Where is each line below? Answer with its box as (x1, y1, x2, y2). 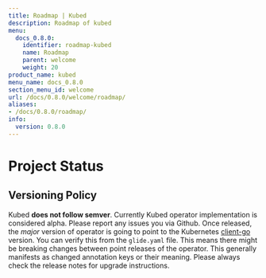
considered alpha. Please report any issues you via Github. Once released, (8, 218, 253, 228)
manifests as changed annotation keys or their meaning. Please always (8, 252, 241, 261)
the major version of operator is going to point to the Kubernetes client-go (8, 226, 251, 236)
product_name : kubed (8, 71, 77, 79)
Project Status (8, 157, 105, 175)
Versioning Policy (8, 189, 98, 202)
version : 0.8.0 (15, 123, 66, 131)
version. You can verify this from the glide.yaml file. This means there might (8, 235, 258, 245)
